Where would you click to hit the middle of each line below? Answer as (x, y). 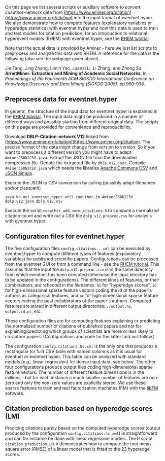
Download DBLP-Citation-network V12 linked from (57, 136)
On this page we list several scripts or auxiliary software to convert (73, 7)
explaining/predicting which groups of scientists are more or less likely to (79, 331)
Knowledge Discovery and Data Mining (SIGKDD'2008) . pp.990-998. (75, 84)
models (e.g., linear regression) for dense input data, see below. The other (81, 361)
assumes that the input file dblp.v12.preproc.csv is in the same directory (79, 269)
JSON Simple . (19, 173)
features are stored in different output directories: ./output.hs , (69, 306)
